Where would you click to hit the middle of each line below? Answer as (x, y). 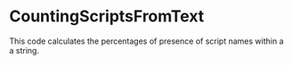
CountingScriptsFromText (107, 16)
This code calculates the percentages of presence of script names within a (146, 41)
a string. (24, 50)
